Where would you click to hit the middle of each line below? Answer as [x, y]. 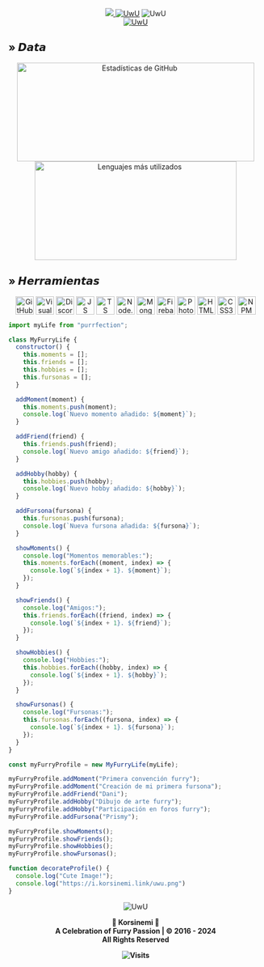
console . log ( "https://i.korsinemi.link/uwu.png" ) [101, 883]
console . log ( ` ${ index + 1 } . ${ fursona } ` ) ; [102, 727]
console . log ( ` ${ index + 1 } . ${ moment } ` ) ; [101, 570]
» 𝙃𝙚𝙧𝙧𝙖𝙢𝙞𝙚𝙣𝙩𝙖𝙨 [54, 281]
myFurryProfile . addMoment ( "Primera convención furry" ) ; [104, 779]
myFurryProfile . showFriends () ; [61, 839]
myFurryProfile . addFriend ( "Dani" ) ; [68, 794]
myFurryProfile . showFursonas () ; [63, 854]
